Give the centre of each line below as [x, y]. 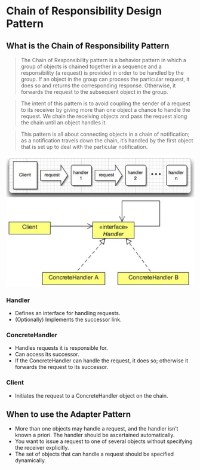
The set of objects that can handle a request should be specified [94, 454]
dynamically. [30, 460]
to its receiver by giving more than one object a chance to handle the [105, 110]
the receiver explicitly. [42, 448]
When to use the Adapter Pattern [69, 414]
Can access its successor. [47, 355]
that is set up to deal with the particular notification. [84, 147]
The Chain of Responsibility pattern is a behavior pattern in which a [104, 60]
